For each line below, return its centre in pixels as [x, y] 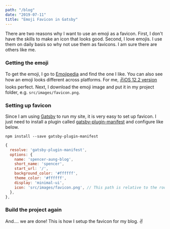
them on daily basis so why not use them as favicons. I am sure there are [81, 44]
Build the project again [34, 210]
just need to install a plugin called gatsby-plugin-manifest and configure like [84, 121]
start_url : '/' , [32, 169]
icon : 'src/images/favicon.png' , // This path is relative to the [86, 188]
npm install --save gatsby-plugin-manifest [52, 136]
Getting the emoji [27, 63]
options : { [21, 155]
